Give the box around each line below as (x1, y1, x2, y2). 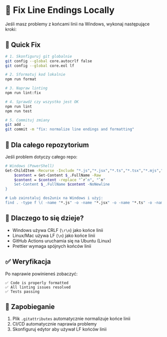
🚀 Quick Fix (5, 41, 41, 49)
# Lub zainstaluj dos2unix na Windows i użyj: (5, 196, 103, 201)
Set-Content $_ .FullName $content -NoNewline (14, 182, 110, 187)
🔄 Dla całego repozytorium (5, 140, 89, 149)
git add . (5, 122, 26, 127)
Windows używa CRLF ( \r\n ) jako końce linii (12, 227, 103, 233)
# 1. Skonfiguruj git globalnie (5, 54, 72, 59)
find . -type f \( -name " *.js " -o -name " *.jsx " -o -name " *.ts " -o (5, 200, 153, 206)
